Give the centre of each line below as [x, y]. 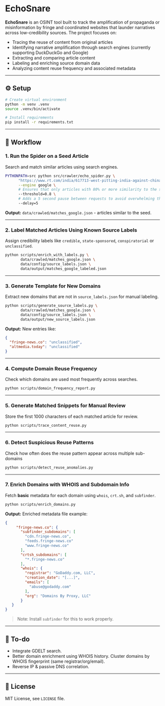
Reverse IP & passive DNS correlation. [51, 667]
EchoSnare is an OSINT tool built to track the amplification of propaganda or [82, 22]
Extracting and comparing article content [54, 58]
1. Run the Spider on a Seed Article [47, 156]
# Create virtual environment [36, 100]
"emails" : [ [37, 582]
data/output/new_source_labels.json [58, 319]
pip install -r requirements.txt [39, 122]
